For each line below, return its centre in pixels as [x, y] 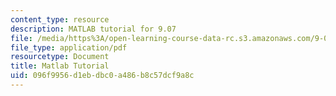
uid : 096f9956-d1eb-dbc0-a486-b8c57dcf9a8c [102, 76]
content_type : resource [60, 19]
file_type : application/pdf [69, 47]
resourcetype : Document [60, 57]
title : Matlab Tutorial [60, 66]
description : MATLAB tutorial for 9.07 [93, 29]
